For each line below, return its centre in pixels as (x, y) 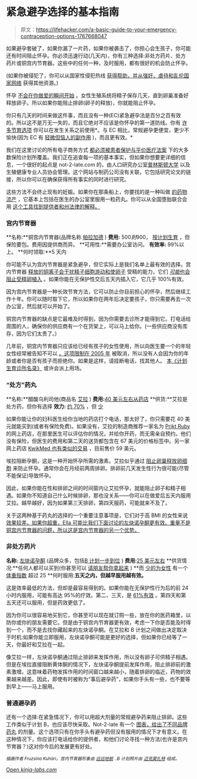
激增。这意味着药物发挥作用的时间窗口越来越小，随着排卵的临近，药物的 (98, 671)
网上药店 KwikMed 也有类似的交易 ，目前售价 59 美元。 (73, 448)
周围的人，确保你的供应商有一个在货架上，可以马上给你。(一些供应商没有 (94, 326)
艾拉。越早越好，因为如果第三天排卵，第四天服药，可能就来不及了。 (88, 503)
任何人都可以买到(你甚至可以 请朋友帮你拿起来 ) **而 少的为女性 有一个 (103, 568)
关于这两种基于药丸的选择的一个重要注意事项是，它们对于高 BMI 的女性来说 (97, 515)
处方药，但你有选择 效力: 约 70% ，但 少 (55, 406)
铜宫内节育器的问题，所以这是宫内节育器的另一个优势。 (73, 530)
